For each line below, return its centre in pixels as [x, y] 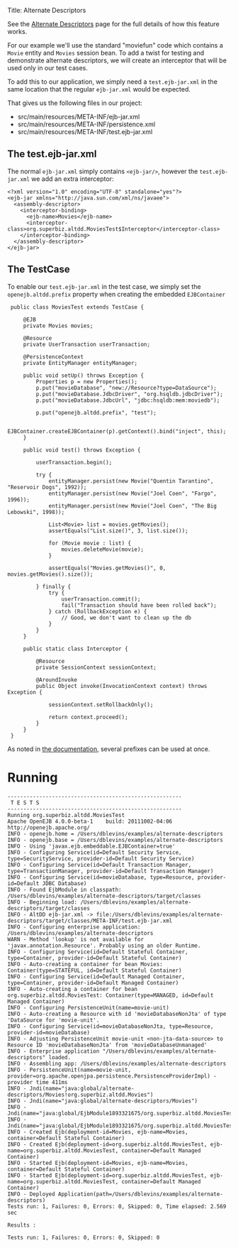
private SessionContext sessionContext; [96, 667]
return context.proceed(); [89, 717]
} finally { [53, 586]
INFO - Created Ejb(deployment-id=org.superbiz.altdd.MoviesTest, [107, 1144]
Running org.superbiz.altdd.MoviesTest [66, 815]
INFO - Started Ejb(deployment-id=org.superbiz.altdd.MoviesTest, [107, 1175]
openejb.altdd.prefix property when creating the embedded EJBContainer [116, 294]
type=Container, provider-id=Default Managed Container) [93, 982]
